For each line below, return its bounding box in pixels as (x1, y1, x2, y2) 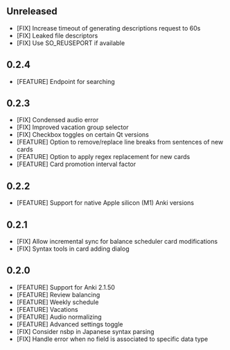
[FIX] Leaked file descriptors (16, 31, 98, 40)
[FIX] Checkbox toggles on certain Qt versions (16, 131, 150, 139)
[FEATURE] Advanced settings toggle (16, 319, 123, 328)
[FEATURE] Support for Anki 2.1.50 (16, 283, 116, 291)
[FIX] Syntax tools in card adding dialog (16, 244, 130, 253)
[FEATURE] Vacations (16, 305, 78, 313)
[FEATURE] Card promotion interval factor (16, 160, 136, 169)
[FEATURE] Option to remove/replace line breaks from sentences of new (16, 138, 224, 147)
